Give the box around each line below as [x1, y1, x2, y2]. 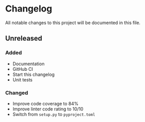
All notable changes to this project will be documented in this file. [5, 20, 141, 26]
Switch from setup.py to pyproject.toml [12, 111, 96, 117]
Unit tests [12, 76, 33, 83]
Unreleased [5, 34, 43, 43]
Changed [5, 89, 29, 96]
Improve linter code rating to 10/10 [12, 106, 84, 112]
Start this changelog [12, 71, 55, 77]
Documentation [12, 61, 45, 67]
